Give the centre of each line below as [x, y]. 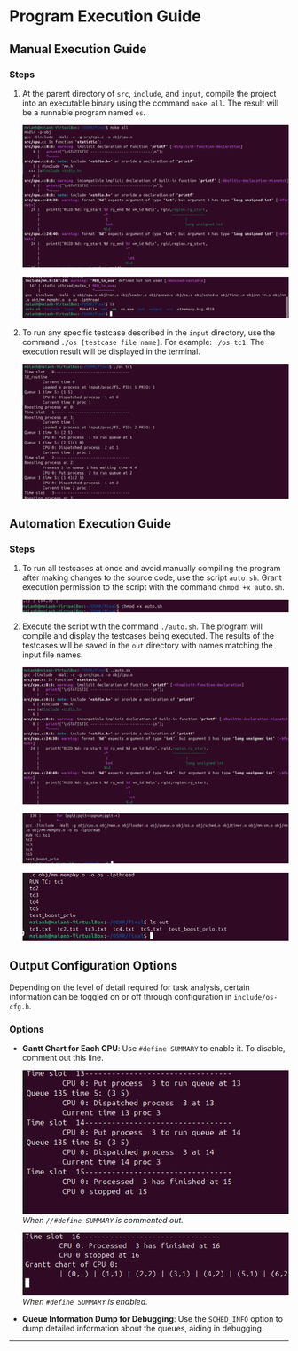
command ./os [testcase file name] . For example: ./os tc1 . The [143, 342]
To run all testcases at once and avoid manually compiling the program [151, 568]
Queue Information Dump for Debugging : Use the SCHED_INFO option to [153, 1318]
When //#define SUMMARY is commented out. [103, 1220]
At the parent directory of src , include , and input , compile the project [149, 93]
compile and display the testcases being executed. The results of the [148, 636]
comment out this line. [63, 1057]
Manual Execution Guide [78, 49]
